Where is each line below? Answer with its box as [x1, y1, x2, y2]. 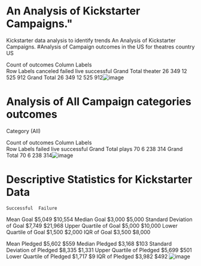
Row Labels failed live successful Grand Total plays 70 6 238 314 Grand [6, 145, 183, 152]
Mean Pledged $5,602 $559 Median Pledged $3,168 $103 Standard [6, 240, 172, 247]
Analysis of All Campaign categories [6, 95, 191, 108]
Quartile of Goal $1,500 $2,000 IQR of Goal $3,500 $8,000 [6, 228, 151, 235]
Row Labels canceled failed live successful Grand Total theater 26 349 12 [6, 67, 187, 74]
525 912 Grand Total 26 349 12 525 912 [6, 74, 103, 81]
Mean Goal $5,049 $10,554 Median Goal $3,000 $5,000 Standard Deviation [6, 216, 193, 223]
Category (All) [6, 127, 41, 134]
